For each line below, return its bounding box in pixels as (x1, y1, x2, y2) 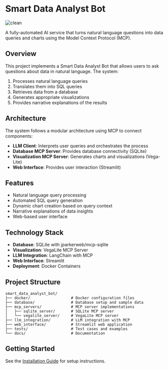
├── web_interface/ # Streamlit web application (5, 322, 133, 327)
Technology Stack (5, 228, 64, 237)
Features (5, 179, 34, 187)
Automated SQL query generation (12, 197, 83, 203)
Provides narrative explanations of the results (12, 99, 107, 106)
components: (5, 133, 33, 139)
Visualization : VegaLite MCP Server (12, 247, 89, 253)
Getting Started (5, 344, 55, 353)
